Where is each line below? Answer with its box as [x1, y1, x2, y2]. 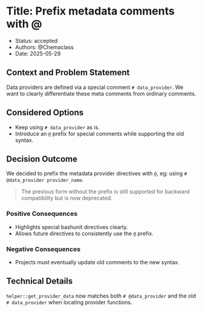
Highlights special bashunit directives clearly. [15, 223, 128, 230]
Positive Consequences [6, 210, 77, 218]
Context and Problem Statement [6, 68, 130, 78]
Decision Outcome [6, 154, 77, 164]
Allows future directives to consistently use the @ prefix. [15, 230, 154, 237]
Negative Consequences [6, 245, 80, 253]
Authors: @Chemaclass [15, 44, 74, 51]
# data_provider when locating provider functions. [6, 298, 132, 306]
